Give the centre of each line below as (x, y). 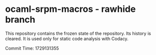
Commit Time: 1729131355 (32, 48)
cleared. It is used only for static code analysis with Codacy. (67, 39)
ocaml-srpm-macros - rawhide (71, 9)
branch (20, 20)
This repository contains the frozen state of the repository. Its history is (78, 33)
